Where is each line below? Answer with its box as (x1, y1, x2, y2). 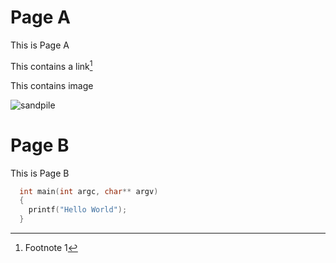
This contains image (10, 79, 94, 91)
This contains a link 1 (10, 58, 93, 72)
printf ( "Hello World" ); (28, 205, 128, 215)
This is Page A (10, 39, 70, 51)
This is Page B (10, 167, 70, 179)
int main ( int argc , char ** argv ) (19, 186, 159, 196)
